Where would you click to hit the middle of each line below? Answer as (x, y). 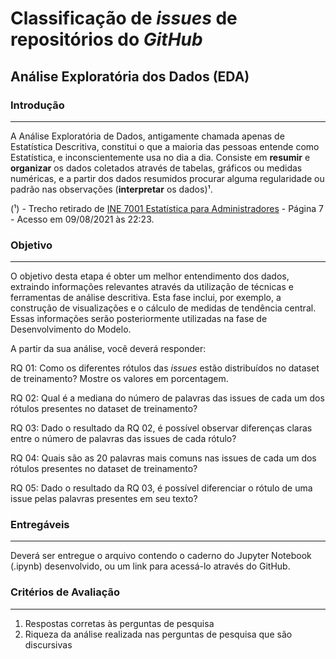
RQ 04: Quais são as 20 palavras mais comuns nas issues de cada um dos (163, 458)
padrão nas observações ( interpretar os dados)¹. (111, 189)
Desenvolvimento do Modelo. (71, 329)
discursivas (48, 644)
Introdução (37, 105)
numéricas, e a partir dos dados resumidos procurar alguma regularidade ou (167, 178)
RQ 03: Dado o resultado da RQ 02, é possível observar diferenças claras (161, 428)
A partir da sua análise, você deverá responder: (108, 349)
